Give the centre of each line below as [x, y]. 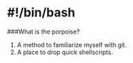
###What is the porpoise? [44, 32]
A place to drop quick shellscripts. [65, 52]
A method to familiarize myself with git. [72, 45]
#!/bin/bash [41, 13]
